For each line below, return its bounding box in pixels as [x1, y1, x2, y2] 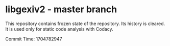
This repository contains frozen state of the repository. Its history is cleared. [5, 20, 165, 27]
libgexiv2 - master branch [5, 4, 117, 15]
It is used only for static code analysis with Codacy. [5, 26, 113, 32]
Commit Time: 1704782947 [5, 36, 62, 42]
